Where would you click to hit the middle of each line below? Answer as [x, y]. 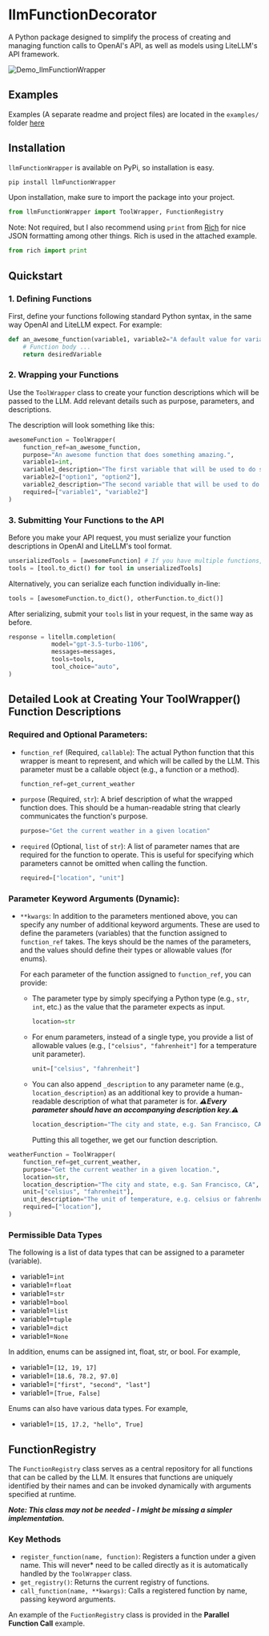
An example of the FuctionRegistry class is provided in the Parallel [119, 1615]
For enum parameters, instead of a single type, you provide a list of [143, 1037]
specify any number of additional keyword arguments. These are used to [140, 924]
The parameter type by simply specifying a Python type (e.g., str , [141, 998]
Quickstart [36, 276]
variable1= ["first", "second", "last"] [85, 1385]
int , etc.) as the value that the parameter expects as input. [128, 1007]
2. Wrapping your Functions [64, 375]
